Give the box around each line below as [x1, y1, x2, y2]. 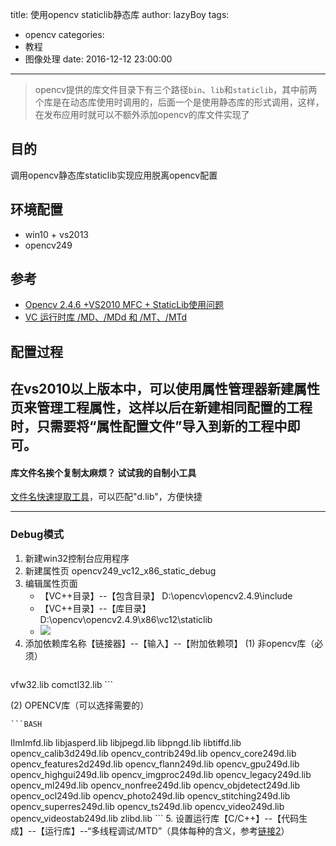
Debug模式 [10, 528, 65, 542]
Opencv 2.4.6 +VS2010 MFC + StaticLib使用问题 [24, 299, 225, 311]
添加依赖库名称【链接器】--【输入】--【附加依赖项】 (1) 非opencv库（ [24, 637, 315, 649]
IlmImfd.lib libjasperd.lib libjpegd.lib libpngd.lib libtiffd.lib [10, 736, 242, 748]
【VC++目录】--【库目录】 [39, 602, 152, 614]
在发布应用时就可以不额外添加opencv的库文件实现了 [34, 109, 250, 120]
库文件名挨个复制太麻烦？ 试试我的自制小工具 [10, 466, 197, 478]
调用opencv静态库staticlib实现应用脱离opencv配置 [10, 169, 218, 181]
